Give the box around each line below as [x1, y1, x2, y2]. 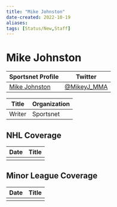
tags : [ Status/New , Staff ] [6, 25, 70, 32]
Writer [9, 110, 27, 118]
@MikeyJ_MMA [64, 83, 108, 91]
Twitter [75, 73, 97, 81]
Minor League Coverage [6, 171, 98, 181]
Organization [32, 100, 70, 108]
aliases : [6, 20, 28, 26]
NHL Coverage [6, 130, 61, 140]
